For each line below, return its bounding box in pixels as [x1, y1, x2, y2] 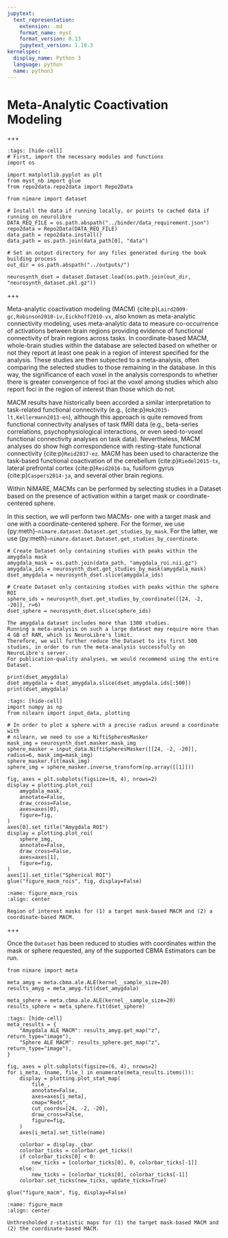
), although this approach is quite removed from [68, 413, 203, 421]
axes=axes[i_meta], [31, 1093, 88, 1100]
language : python [13, 61, 63, 68]
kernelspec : [7, 49, 41, 56]
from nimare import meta [7, 967, 78, 974]
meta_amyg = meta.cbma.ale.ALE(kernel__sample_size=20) [7, 979, 170, 986]
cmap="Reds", [31, 1099, 69, 1106]
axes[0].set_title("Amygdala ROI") [7, 824, 109, 831]
